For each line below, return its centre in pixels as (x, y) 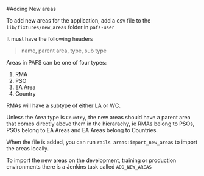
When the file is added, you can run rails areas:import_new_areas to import (102, 142)
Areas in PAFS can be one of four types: (57, 62)
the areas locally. (28, 148)
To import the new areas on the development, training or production (91, 160)
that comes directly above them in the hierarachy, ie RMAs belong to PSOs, (100, 124)
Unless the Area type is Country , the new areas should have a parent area (98, 117)
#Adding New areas (31, 9)
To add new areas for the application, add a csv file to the (79, 20)
